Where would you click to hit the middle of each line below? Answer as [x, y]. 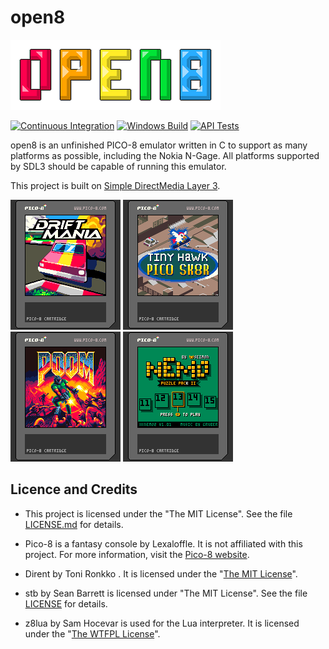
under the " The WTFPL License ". [92, 633]
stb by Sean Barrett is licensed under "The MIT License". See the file [166, 593]
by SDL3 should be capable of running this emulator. [118, 166]
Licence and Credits [74, 489]
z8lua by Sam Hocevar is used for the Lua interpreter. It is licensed [162, 623]
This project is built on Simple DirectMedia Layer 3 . [115, 185]
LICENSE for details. [66, 603]
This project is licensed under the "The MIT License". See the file [158, 513]
